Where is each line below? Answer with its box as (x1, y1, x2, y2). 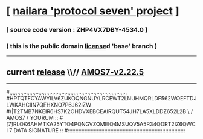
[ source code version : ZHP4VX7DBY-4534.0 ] (6, 26, 148, 34)
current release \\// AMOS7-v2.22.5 (6, 67, 144, 77)
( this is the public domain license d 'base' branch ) (6, 42, 157, 51)
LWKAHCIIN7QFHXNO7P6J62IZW (6, 101, 92, 109)
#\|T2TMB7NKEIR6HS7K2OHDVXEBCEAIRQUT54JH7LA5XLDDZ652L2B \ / (6, 108, 193, 115)
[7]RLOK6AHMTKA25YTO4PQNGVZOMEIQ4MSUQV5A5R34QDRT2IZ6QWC (6, 120, 196, 128)
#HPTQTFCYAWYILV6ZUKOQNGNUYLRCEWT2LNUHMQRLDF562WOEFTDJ (6, 95, 197, 102)
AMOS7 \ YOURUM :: (6, 114, 59, 122)
